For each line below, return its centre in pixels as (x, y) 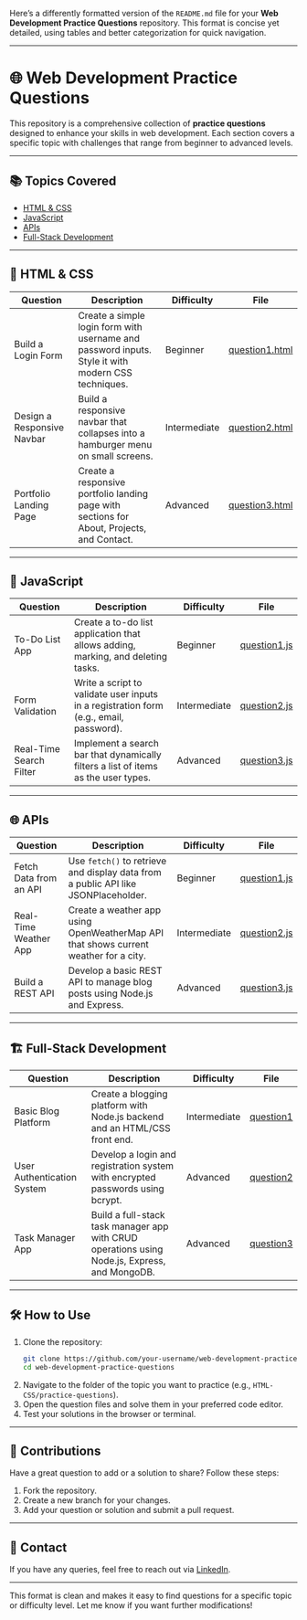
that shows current (108, 945)
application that (107, 634)
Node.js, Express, (128, 1260)
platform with (119, 1105)
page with (99, 504)
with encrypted (124, 1177)
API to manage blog (110, 982)
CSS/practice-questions (68, 1395)
